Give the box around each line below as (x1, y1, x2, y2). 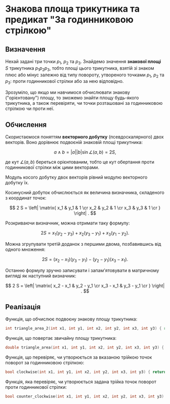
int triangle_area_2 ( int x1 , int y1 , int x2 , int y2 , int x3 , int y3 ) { (5, 326, 162, 331)
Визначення (5, 45, 46, 53)
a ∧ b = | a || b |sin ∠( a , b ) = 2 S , (54, 149, 116, 155)
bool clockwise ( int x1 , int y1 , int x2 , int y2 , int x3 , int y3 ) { (5, 369, 151, 374)
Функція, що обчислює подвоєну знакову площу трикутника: (5, 316, 138, 322)
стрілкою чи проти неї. (5, 105, 55, 112)
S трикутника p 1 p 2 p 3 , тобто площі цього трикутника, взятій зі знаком (5, 65, 154, 72)
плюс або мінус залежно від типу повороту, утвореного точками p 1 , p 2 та (5, 72, 164, 79)
